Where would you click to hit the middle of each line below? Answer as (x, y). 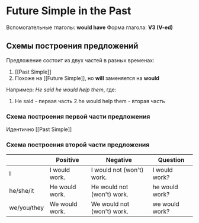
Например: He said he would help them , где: (61, 90)
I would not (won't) (117, 170)
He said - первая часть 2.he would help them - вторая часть (90, 101)
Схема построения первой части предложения (78, 116)
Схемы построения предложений (72, 46)
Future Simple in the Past (69, 11)
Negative (119, 160)
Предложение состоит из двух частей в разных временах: (80, 60)
